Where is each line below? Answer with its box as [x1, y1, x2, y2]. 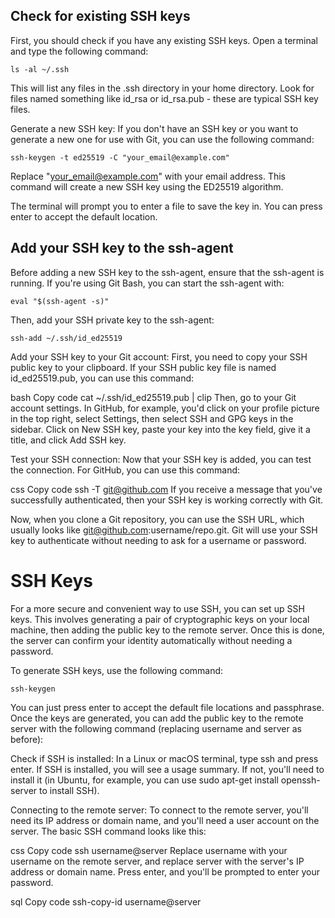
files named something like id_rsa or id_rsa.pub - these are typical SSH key [10, 92, 319, 104]
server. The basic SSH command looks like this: [10, 825, 207, 837]
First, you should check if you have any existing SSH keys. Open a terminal [10, 34, 318, 46]
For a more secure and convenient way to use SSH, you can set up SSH [10, 602, 305, 614]
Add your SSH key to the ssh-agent [10, 240, 234, 257]
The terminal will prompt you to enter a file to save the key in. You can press [10, 200, 323, 212]
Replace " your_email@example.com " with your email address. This [10, 170, 287, 182]
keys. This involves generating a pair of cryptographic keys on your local [10, 613, 310, 625]
